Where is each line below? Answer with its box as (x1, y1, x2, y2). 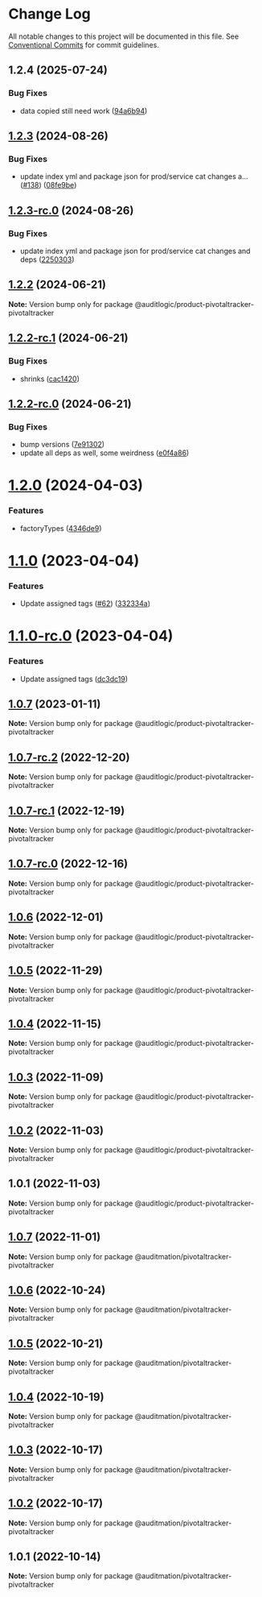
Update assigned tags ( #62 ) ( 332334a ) (19, 599, 151, 608)
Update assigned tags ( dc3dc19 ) (19, 674, 129, 683)
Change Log (8, 5, 91, 23)
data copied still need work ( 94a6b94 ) (19, 106, 148, 115)
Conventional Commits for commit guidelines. (8, 39, 159, 49)
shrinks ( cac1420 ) (19, 374, 80, 384)
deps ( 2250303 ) (19, 255, 75, 264)
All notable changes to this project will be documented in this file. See (8, 31, 239, 41)
